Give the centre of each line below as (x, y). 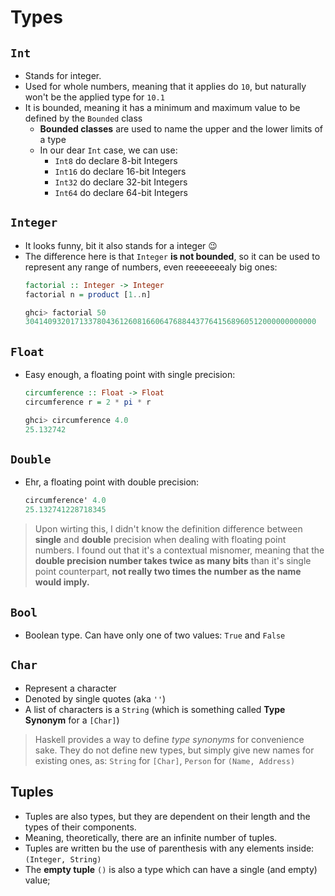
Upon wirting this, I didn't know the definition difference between (168, 529)
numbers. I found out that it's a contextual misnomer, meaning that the (179, 550)
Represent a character (70, 688)
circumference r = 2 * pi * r (88, 402)
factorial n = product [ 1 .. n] (88, 294)
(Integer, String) (63, 859)
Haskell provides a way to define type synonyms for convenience (169, 739)
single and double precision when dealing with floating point (160, 540)
